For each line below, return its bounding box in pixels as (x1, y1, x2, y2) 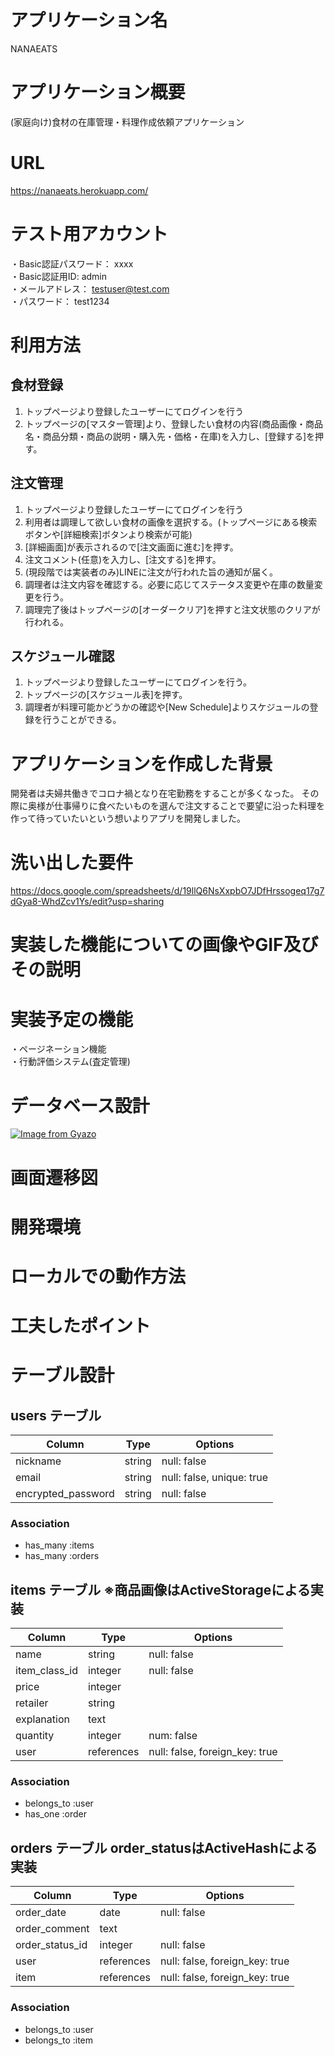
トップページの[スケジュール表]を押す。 (24, 689, 188, 701)
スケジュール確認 (10, 647, 115, 665)
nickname (15, 1454, 62, 1468)
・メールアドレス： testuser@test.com (10, 282, 170, 295)
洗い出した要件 (10, 851, 134, 874)
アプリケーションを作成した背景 (10, 752, 273, 775)
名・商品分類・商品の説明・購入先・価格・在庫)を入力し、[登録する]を (24, 430, 316, 442)
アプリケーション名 (10, 9, 168, 32)
